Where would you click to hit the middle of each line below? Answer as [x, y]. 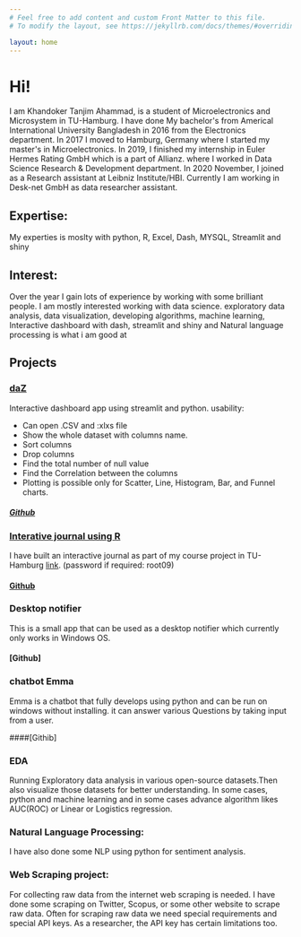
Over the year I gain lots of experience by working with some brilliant [137, 296]
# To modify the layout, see [64, 26]
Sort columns [47, 444]
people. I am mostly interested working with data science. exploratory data [147, 306]
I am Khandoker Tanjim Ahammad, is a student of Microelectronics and [140, 111]
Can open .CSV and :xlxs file [75, 425]
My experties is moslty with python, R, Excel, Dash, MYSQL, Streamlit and [145, 238]
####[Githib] [33, 737]
